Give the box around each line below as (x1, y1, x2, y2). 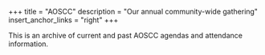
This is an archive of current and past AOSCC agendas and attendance (8, 31, 243, 40)
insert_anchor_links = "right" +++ (8, 15, 119, 25)
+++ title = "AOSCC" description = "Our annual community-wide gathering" (8, 7, 259, 16)
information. (8, 39, 49, 49)
